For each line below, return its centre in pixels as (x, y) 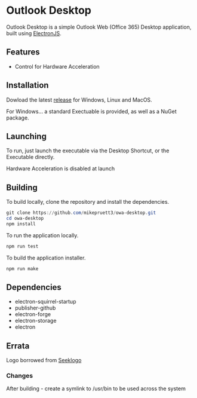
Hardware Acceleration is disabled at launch (61, 169)
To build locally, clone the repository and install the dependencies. (88, 202)
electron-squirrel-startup (45, 302)
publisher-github (35, 308)
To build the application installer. (46, 258)
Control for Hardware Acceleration (57, 66)
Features (23, 52)
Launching (26, 136)
